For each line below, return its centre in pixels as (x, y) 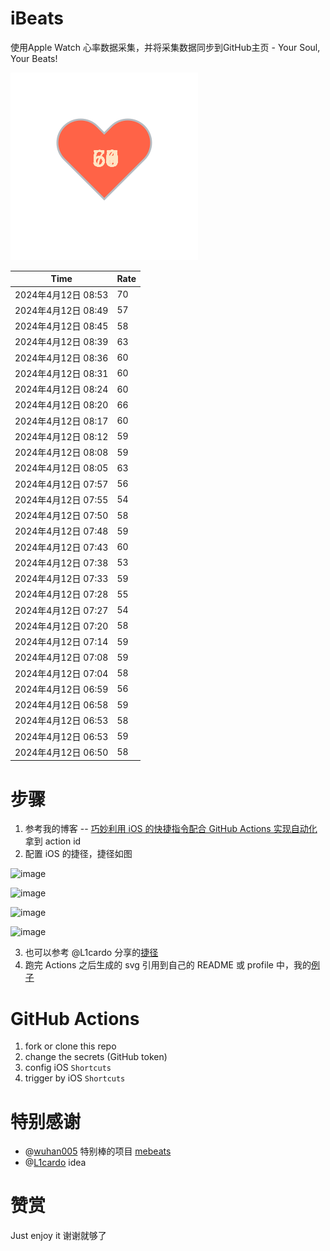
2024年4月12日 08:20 (61, 405)
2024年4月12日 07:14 (61, 642)
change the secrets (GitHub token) (96, 1057)
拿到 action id (53, 841)
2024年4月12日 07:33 (61, 579)
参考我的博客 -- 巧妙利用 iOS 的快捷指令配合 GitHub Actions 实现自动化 (171, 829)
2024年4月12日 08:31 (61, 373)
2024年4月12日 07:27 (61, 610)
